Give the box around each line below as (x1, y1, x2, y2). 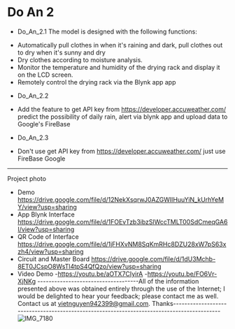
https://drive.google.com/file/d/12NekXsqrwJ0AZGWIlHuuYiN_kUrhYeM (17, 195, 225, 203)
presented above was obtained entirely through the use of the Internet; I (17, 284, 225, 293)
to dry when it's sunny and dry (17, 48, 106, 57)
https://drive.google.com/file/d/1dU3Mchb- (91, 254, 216, 263)
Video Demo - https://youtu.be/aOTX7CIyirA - (17, 270, 148, 278)
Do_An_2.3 (17, 133, 49, 142)
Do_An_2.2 (17, 92, 49, 100)
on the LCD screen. (17, 71, 73, 79)
